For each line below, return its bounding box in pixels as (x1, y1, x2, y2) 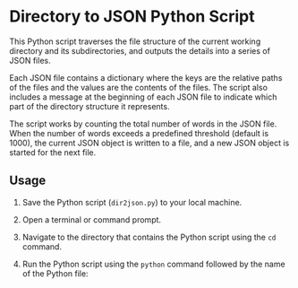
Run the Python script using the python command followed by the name (21, 258, 285, 269)
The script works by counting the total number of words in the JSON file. (9, 118, 277, 129)
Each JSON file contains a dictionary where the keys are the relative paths (9, 72, 283, 83)
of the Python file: (21, 267, 89, 279)
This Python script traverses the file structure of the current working (9, 36, 261, 47)
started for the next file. (9, 146, 97, 158)
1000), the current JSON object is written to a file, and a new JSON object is (9, 137, 290, 148)
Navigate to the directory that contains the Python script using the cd (21, 231, 277, 242)
